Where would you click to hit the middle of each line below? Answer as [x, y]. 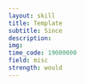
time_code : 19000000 [43, 53]
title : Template [35, 23]
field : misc [28, 61]
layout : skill [32, 16]
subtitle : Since [35, 30]
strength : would [35, 68]
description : [30, 38]
